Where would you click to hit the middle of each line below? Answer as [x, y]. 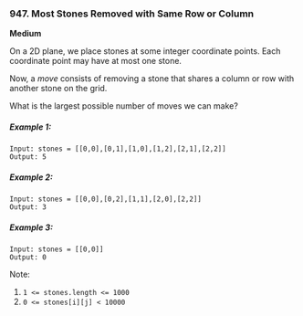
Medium [26, 34]
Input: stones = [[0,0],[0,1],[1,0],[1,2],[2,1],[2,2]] [118, 149]
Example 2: [31, 177]
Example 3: [31, 227]
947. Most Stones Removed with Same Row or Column [131, 14]
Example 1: [31, 127]
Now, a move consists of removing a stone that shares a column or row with [152, 79]
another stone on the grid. [58, 89]
